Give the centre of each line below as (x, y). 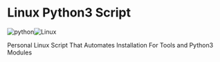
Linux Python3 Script (69, 13)
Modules (20, 52)
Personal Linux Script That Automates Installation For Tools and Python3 (110, 45)
